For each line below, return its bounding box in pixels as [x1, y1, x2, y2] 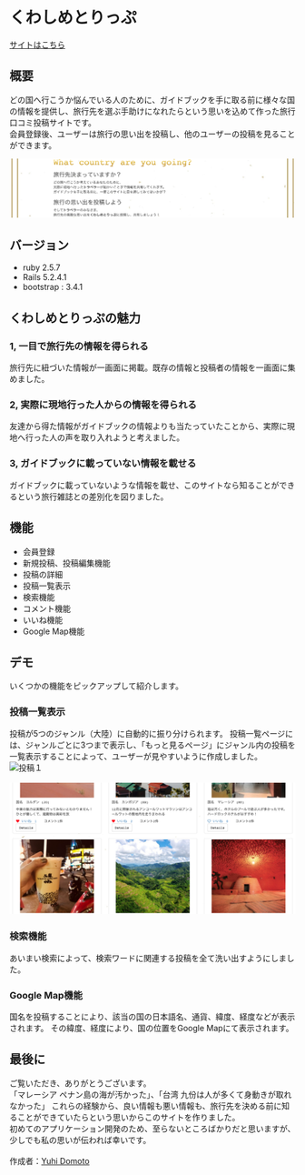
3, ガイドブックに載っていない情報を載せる [9, 457, 197, 470]
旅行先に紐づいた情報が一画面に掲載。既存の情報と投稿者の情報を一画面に [9, 362, 288, 373]
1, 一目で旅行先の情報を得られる [9, 339, 149, 352]
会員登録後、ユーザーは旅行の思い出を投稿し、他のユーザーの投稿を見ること [9, 128, 296, 139]
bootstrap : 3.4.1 [22, 282, 84, 293]
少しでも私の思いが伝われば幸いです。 [9, 1134, 152, 1145]
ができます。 [9, 139, 57, 150]
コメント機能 [22, 603, 71, 614]
